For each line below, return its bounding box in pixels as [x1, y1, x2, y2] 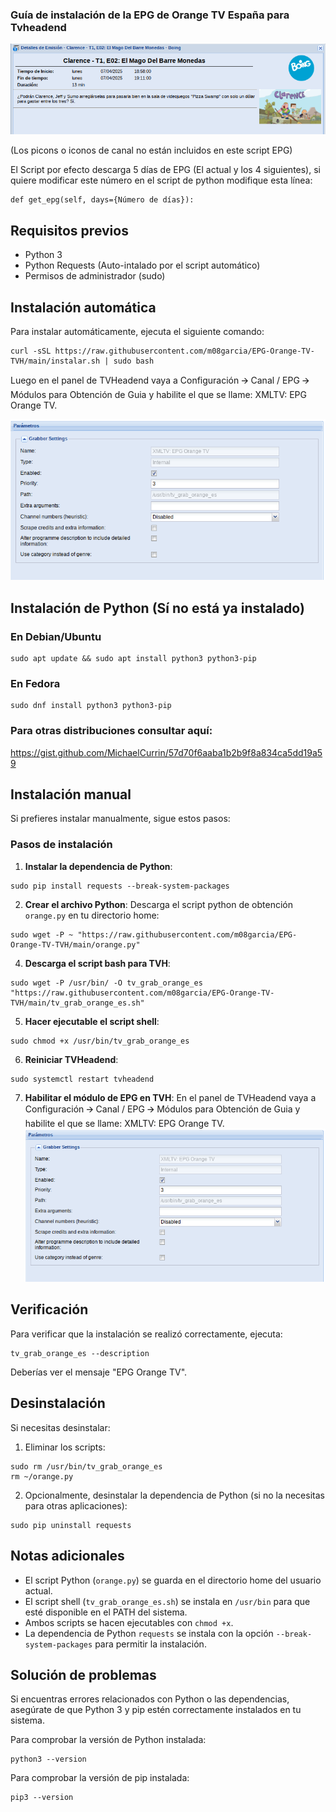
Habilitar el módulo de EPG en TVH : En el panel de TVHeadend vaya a [24, 1091, 317, 1103]
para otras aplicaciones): [24, 1499, 128, 1512]
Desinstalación [10, 1395, 106, 1412]
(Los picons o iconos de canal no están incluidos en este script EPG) [10, 144, 293, 157]
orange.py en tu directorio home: [24, 909, 160, 921]
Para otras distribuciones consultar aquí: [10, 724, 213, 738]
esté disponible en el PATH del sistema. [24, 1606, 188, 1618]
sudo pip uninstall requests [10, 1520, 132, 1530]
